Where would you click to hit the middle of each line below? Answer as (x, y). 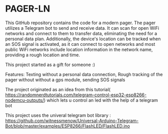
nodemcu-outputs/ (25, 100)
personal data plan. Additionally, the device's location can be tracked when (83, 39)
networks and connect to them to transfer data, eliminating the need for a (81, 33)
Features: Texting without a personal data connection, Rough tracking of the (84, 74)
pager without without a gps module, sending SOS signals (65, 80)
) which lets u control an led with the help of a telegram (101, 100)
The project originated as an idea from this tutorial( (58, 89)
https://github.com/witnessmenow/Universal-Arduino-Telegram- (72, 120)
